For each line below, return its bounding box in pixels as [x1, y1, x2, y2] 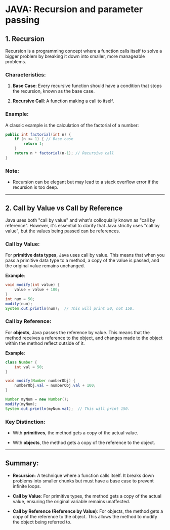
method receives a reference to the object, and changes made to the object [5, 335, 163, 341]
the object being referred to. [12, 519, 72, 525]
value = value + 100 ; [14, 287, 60, 292]
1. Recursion [5, 34, 45, 43]
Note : [5, 167, 19, 174]
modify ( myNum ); [5, 401, 37, 406]
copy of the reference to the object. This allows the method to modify [12, 513, 158, 519]
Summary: [5, 459, 39, 468]
